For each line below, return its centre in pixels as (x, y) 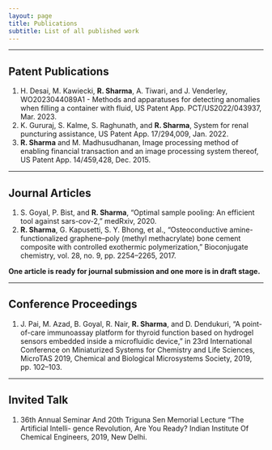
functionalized (44, 238)
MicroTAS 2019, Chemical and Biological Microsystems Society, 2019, (136, 358)
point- (252, 324)
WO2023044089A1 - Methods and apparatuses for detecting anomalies (140, 100)
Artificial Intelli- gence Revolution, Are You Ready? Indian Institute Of (134, 428)
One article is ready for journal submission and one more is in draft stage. (134, 271)
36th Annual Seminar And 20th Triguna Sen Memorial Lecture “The (132, 419)
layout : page (30, 16)
